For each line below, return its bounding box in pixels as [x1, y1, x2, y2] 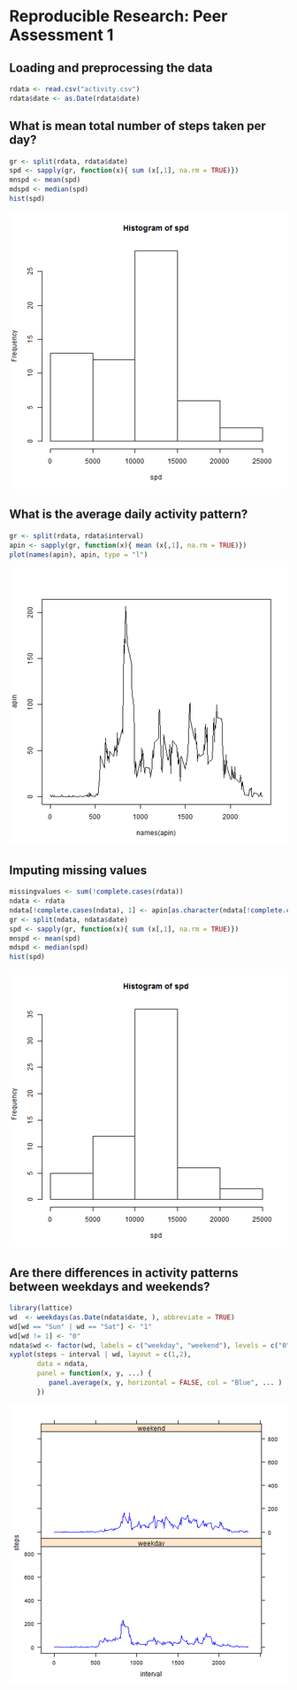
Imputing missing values [9, 863, 148, 878]
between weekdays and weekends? [9, 1279, 210, 1294]
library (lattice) [9, 1303, 73, 1312]
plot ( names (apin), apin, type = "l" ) [9, 550, 148, 559]
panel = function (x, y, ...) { [36, 1369, 152, 1378]
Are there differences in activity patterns [9, 1265, 239, 1280]
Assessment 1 [9, 25, 114, 45]
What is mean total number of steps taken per [9, 119, 267, 134]
